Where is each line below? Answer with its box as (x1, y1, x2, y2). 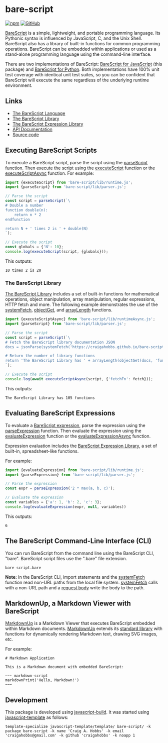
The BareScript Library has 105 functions (5, 395, 95, 400)
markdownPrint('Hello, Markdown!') (5, 678, 79, 683)
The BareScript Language (12, 110, 65, 116)
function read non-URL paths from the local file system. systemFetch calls (5, 579, 158, 585)
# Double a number (5, 203, 43, 208)
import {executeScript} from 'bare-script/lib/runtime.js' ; (5, 180, 133, 185)
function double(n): (5, 207, 48, 213)
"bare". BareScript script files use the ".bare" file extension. (5, 555, 127, 561)
